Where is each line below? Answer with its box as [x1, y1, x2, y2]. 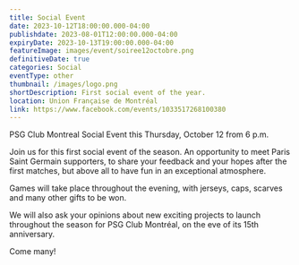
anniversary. [9, 229, 56, 240]
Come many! [9, 246, 56, 257]
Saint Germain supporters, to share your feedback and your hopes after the [9, 156, 287, 167]
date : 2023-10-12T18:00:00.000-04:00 [9, 21, 150, 30]
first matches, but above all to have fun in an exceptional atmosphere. [9, 166, 267, 176]
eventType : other [9, 72, 74, 81]
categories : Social [9, 64, 82, 73]
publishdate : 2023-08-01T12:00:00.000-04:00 [9, 30, 178, 38]
